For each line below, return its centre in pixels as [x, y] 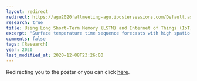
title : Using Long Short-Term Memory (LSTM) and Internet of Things [91, 28]
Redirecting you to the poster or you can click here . [68, 72]
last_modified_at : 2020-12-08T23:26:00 [55, 55]
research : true [25, 22]
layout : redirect [27, 11]
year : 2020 [19, 50]
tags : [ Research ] [27, 45]
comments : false [26, 39]
